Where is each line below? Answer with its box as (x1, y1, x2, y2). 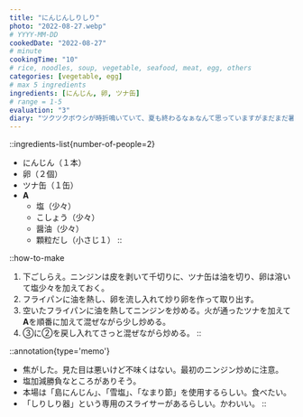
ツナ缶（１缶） (22, 180, 78, 190)
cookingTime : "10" (9, 55, 78, 64)
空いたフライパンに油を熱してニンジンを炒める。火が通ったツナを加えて (22, 305, 291, 316)
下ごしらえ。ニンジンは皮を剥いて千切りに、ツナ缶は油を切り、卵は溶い (22, 272, 291, 283)
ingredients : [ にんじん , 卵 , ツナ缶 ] (9, 88, 141, 97)
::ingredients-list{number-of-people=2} (9, 139, 156, 150)
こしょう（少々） (35, 212, 100, 223)
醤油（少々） (35, 223, 84, 235)
